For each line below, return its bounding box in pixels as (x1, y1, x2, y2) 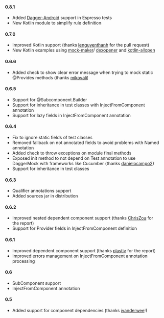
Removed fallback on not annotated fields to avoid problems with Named (12, 140, 159, 146)
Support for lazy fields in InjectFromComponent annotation (12, 112, 131, 118)
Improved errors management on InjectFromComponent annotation (12, 253, 148, 259)
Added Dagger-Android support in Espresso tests (12, 15, 112, 21)
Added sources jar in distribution (12, 193, 78, 199)
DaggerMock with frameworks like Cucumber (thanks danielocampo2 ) (12, 161, 154, 167)
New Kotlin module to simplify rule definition (12, 20, 102, 26)
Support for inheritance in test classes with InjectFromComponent (12, 102, 145, 108)
